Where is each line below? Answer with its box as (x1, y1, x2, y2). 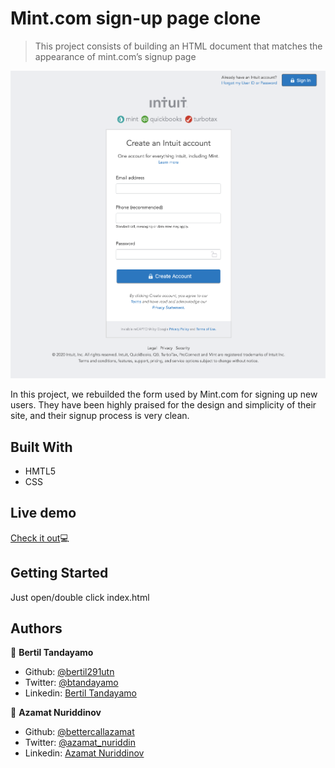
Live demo (10, 505, 77, 522)
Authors (10, 620, 63, 637)
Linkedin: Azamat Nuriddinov (24, 747, 145, 759)
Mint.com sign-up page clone (10, 7, 262, 30)
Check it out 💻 (10, 532, 70, 544)
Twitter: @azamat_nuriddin (24, 737, 136, 749)
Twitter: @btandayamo (24, 677, 119, 689)
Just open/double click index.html (10, 591, 150, 603)
